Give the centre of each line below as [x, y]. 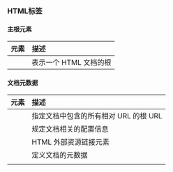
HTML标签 [25, 10]
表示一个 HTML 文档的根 [72, 63]
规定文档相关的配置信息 [70, 129]
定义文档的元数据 [60, 155]
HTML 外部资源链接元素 [71, 142]
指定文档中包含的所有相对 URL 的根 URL [97, 116]
